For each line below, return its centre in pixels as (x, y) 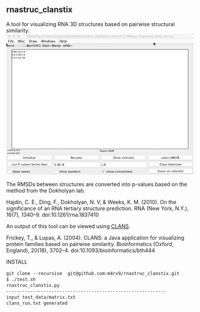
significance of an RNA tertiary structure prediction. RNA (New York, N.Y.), (98, 208)
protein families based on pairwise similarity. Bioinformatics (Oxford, (90, 244)
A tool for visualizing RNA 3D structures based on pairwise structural (90, 24)
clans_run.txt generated (37, 303)
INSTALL (17, 261)
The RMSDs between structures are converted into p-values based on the (97, 184)
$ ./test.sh (21, 279)
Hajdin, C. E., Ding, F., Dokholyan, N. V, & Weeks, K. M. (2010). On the (91, 202)
